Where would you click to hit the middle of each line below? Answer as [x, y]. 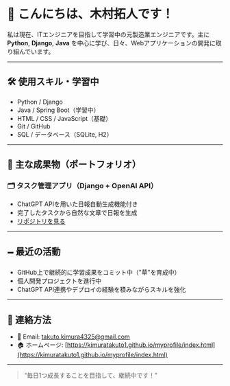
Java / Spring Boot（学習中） [58, 110]
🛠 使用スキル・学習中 [53, 82]
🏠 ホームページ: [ [42, 345]
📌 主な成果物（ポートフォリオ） [74, 164]
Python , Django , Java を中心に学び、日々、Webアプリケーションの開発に [112, 43]
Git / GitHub [34, 126]
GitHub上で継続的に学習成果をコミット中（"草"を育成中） [99, 273]
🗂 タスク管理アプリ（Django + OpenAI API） [82, 186]
